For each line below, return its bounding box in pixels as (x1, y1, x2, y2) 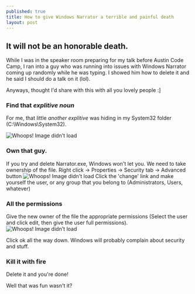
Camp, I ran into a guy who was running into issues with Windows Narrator (6, 63, 186, 70)
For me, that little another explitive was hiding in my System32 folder (6, 115, 172, 122)
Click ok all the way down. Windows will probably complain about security (6, 237, 185, 244)
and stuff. (6, 243, 29, 250)
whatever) (6, 185, 31, 192)
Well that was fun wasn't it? (6, 282, 73, 289)
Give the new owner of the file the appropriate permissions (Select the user (6, 213, 188, 220)
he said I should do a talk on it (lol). (6, 76, 91, 83)
